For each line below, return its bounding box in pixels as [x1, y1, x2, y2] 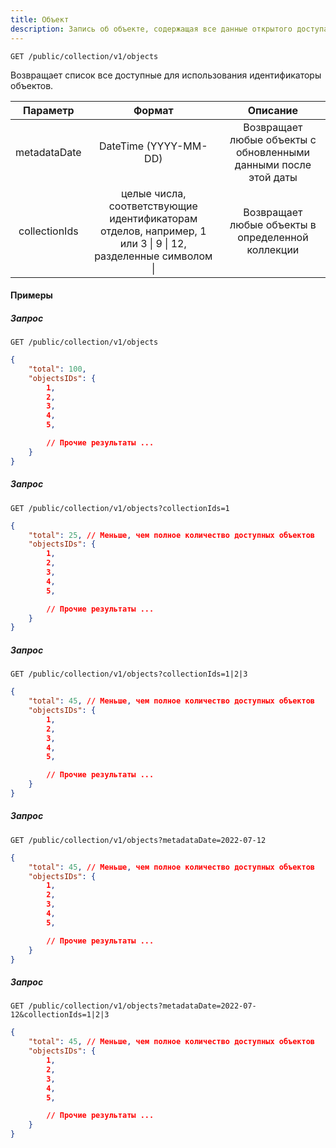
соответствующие [108, 199, 198, 213]
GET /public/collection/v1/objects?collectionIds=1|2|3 [10, 669, 248, 680]
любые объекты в [229, 217, 317, 231]
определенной [237, 230, 309, 244]
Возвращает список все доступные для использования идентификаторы [10, 69, 322, 81]
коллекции [246, 242, 300, 256]
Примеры [10, 289, 53, 301]
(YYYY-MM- [146, 139, 208, 153]
